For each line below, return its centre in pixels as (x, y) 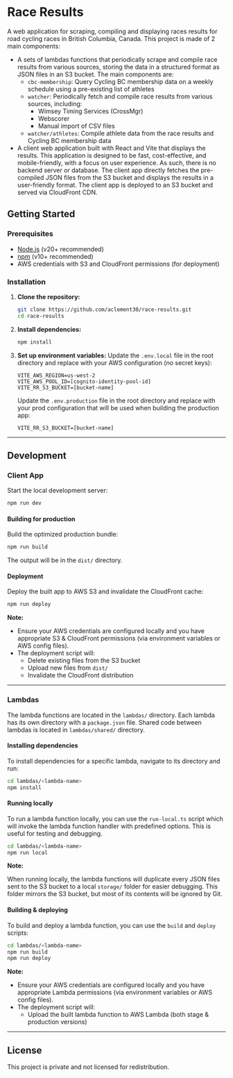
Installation (27, 282)
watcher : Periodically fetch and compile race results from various (120, 96)
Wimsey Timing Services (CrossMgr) (90, 111)
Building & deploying (37, 910)
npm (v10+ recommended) (55, 256)
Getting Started (41, 214)
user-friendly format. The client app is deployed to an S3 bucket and (115, 185)
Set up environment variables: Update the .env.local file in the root (115, 355)
